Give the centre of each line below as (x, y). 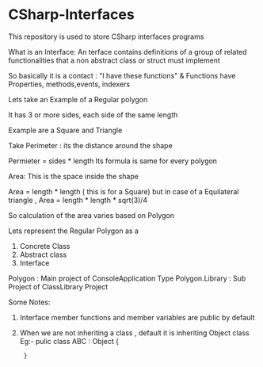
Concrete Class (45, 246)
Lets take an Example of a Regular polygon (78, 99)
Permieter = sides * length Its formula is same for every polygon (113, 161)
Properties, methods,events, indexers (69, 84)
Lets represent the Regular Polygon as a (73, 231)
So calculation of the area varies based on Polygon (91, 215)
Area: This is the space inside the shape (73, 176)
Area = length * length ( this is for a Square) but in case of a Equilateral (124, 191)
